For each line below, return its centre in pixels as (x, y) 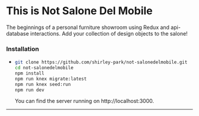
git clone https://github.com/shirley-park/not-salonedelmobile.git (101, 62)
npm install (29, 73)
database (18, 33)
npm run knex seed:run (43, 84)
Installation (23, 49)
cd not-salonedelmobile (44, 68)
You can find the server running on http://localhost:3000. (84, 101)
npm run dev (29, 90)
